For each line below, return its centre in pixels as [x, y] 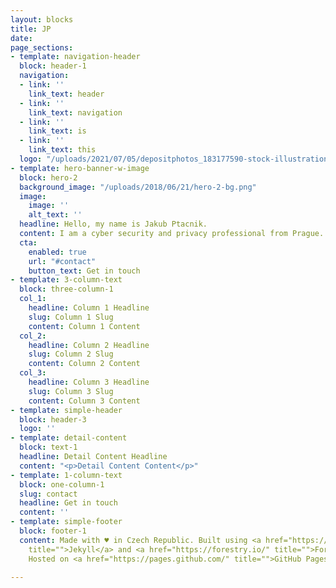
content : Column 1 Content [84, 326]
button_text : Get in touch [84, 271]
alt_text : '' [55, 215]
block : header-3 [53, 419]
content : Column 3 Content [84, 401]
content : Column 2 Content [84, 364]
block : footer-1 [53, 531]
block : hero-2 [48, 177]
